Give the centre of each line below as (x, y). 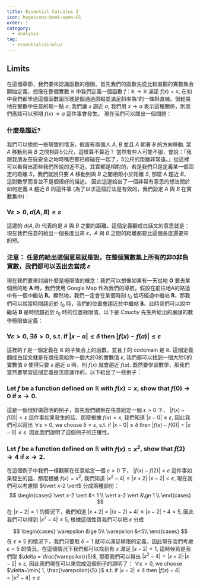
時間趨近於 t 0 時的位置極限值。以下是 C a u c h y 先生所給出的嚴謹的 (108, 313)
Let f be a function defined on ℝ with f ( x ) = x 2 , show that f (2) (96, 448)
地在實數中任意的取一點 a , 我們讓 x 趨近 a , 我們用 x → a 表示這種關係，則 (96, 106)
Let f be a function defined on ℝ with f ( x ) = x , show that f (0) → (99, 388)
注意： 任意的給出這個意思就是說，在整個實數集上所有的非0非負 (98, 258)
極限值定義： (27, 321)
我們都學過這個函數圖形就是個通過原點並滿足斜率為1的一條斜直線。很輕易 (101, 99)
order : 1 (18, 23)
